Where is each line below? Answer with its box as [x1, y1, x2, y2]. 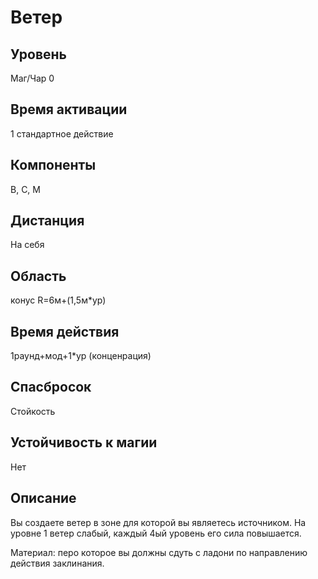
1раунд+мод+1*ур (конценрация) [10, 350, 152, 362]
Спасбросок [10, 379, 92, 396]
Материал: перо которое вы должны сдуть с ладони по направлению [10, 546, 308, 558]
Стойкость [10, 405, 56, 417]
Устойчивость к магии [10, 434, 158, 451]
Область [10, 267, 67, 285]
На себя [10, 239, 45, 251]
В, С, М [10, 183, 41, 195]
